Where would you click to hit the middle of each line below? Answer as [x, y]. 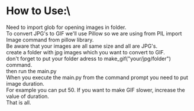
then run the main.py [31, 71]
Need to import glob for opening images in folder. [66, 27]
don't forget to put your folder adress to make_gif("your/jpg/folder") [89, 58]
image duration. [25, 83]
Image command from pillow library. [50, 40]
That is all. [19, 102]
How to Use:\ [38, 11]
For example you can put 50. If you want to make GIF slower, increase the [96, 90]
